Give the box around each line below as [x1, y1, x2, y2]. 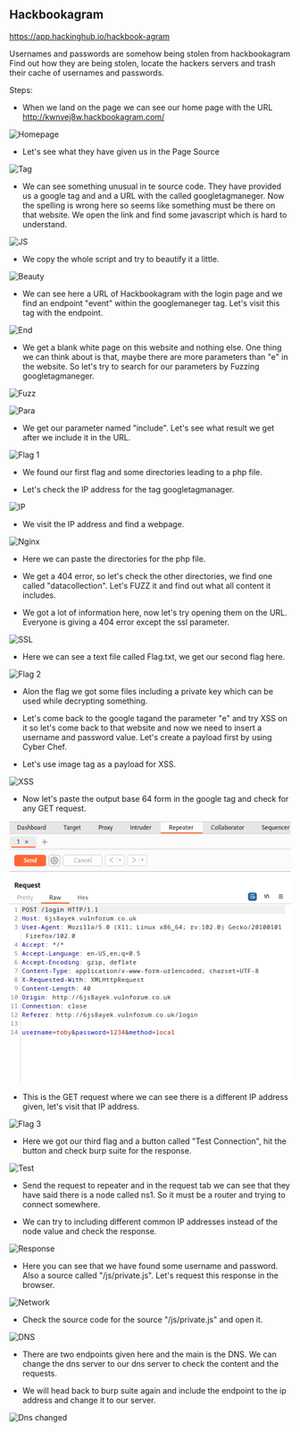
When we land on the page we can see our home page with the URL [21, 102, 273, 113]
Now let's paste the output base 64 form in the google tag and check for [21, 793, 289, 804]
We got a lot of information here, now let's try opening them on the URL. [21, 607, 287, 618]
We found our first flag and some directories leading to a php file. [21, 466, 263, 477]
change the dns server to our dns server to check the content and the [21, 1358, 279, 1368]
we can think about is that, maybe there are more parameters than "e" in [21, 351, 288, 362]
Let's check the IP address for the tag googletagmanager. [21, 483, 235, 495]
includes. [21, 590, 56, 601]
